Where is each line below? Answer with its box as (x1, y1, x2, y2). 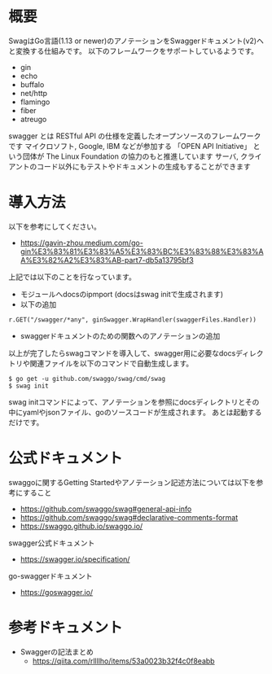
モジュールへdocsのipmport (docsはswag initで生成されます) (20, 289, 224, 299)
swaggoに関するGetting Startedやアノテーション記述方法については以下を (8, 477, 257, 487)
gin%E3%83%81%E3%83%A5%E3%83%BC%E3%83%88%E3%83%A (20, 246, 264, 256)
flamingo (20, 97, 50, 107)
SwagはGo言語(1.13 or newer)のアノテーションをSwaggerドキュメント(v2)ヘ (8, 36, 265, 46)
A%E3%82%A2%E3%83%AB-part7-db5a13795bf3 (20, 255, 194, 265)
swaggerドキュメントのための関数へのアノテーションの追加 (20, 330, 221, 340)
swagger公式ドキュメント (8, 538, 95, 548)
